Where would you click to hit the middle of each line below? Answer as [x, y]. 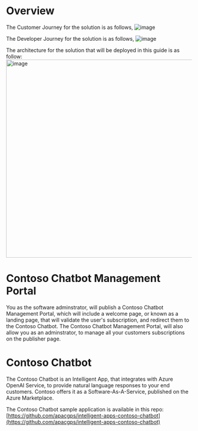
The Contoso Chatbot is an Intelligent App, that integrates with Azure [90, 379]
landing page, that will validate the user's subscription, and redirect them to [98, 320]
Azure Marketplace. [30, 398]
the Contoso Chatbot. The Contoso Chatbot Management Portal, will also [95, 326]
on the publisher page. [34, 339]
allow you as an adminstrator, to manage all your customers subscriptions [95, 332]
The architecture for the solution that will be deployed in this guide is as [93, 50]
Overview [30, 11]
